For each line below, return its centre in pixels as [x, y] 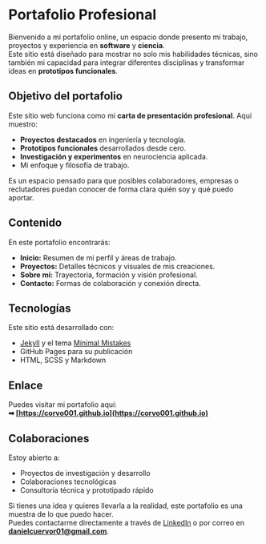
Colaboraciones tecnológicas [68, 482]
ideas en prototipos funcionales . [63, 71]
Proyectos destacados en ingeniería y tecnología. [103, 139]
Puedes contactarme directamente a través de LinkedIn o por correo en [126, 523]
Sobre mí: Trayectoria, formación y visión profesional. [109, 275]
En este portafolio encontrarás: [59, 242]
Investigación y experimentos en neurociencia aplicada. [114, 156]
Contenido [35, 223]
